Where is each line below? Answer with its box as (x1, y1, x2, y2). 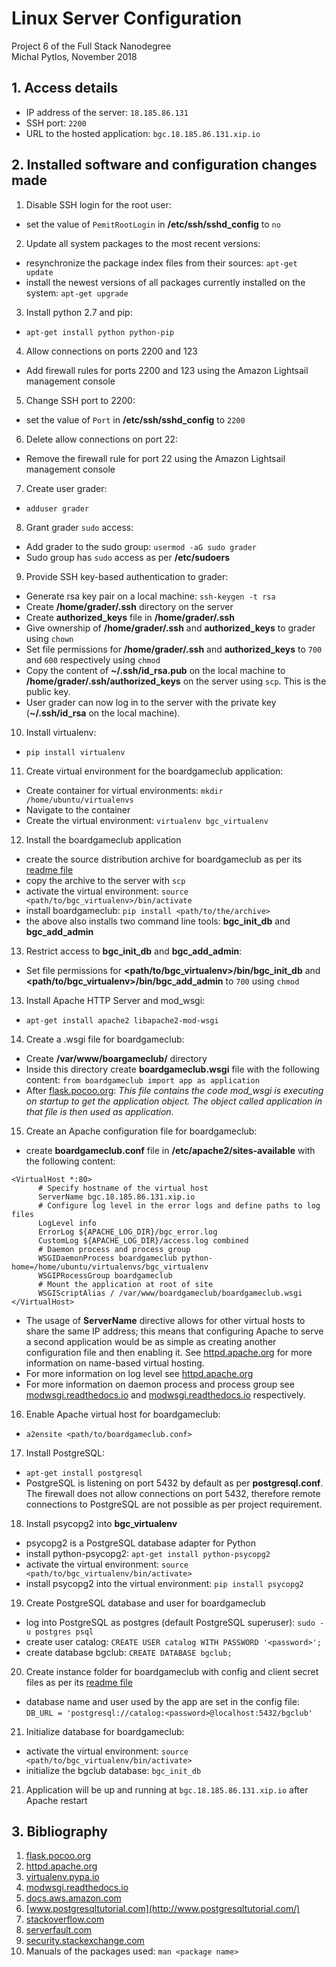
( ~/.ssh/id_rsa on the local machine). (25, 707, 181, 719)
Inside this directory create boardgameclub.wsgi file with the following (25, 1063, 320, 1075)
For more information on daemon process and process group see (25, 1378, 295, 1390)
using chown (25, 632, 74, 644)
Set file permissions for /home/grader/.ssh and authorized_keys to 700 (25, 643, 323, 655)
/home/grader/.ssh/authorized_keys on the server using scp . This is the (25, 675, 327, 687)
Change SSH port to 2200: (25, 394, 136, 406)
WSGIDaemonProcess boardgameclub (37, 1253, 178, 1263)
